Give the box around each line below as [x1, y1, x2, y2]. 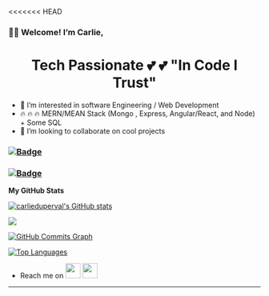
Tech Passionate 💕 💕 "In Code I [31, 56, 238, 74]
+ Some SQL [19, 118, 62, 127]
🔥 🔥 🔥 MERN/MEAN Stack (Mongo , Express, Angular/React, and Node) [19, 108, 255, 118]
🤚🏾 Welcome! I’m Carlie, [8, 26, 104, 38]
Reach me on [19, 271, 64, 281]
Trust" [112, 74, 157, 92]
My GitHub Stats [8, 186, 65, 195]
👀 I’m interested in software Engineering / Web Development [19, 100, 219, 110]
